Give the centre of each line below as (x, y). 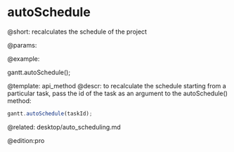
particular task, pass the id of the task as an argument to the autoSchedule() (118, 93)
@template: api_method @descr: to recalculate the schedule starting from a (117, 85)
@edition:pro (26, 140)
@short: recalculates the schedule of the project (77, 32)
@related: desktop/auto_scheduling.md (64, 127)
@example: (24, 58)
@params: (22, 45)
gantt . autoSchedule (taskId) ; (50, 113)
